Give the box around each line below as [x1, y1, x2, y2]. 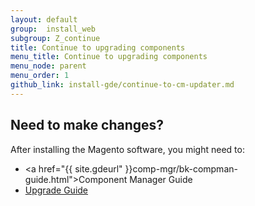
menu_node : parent [10, 61, 87, 71]
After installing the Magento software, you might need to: [10, 143, 245, 155]
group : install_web [10, 24, 97, 34]
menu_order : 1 [10, 71, 70, 81]
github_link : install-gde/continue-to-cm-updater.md [10, 80, 235, 90]
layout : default [10, 14, 78, 25]
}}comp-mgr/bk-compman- [124, 162, 238, 175]
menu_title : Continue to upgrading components [10, 52, 208, 62]
